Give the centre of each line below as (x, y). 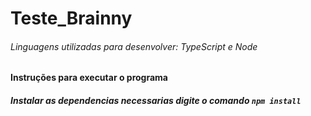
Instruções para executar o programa (89, 78)
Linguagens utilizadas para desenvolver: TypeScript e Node (134, 46)
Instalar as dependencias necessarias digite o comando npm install (156, 100)
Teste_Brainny (71, 18)
